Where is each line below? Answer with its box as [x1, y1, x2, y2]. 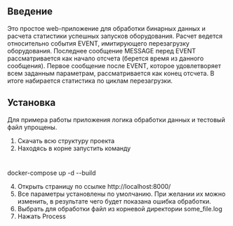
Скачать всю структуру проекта [17, 136, 115, 145]
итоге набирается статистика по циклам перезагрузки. [7, 77, 173, 85]
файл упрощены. [7, 123, 58, 131]
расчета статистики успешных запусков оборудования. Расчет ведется [7, 32, 223, 40]
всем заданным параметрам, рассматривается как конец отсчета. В [7, 69, 215, 77]
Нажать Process [17, 212, 67, 220]
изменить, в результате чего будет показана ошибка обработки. [17, 197, 212, 206]
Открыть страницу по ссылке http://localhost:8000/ [17, 182, 171, 190]
